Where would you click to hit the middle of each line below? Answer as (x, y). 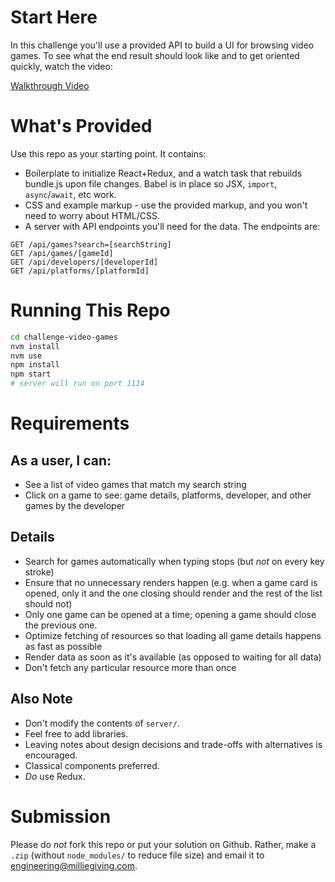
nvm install (35, 346)
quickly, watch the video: (61, 66)
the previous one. (61, 625)
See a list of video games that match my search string (135, 485)
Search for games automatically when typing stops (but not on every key (174, 561)
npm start (31, 374)
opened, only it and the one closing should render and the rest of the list (173, 593)
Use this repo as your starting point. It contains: (108, 153)
